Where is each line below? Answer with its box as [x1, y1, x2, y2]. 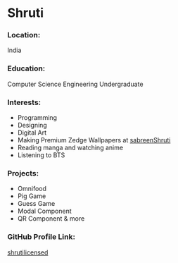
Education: [7, 63, 46, 73]
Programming [17, 114, 58, 122]
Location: [7, 30, 41, 40]
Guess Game [17, 200, 56, 208]
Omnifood [17, 185, 47, 193]
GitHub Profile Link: [7, 232, 76, 242]
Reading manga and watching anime [17, 143, 124, 152]
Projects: [7, 169, 39, 178]
